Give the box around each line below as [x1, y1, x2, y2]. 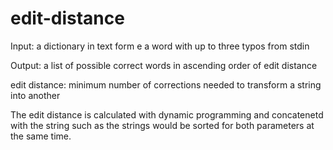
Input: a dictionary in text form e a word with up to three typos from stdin [10, 40, 310, 52]
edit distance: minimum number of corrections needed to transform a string [10, 78, 322, 91]
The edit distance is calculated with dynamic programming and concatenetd [10, 108, 324, 121]
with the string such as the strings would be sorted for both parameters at [10, 119, 315, 131]
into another [10, 89, 61, 101]
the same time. [10, 130, 72, 142]
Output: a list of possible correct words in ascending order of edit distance [10, 59, 318, 71]
